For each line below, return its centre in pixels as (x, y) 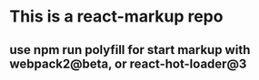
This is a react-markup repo (116, 17)
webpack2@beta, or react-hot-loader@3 (128, 63)
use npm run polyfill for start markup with (130, 50)
